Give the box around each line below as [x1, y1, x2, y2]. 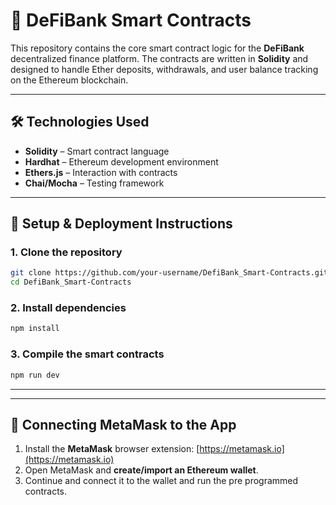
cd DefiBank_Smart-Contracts [10, 277, 132, 288]
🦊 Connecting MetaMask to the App [10, 416, 237, 433]
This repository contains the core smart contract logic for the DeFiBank [10, 42, 305, 54]
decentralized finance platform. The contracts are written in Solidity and [10, 52, 309, 64]
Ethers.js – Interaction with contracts [24, 166, 178, 178]
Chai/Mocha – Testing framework [24, 177, 165, 189]
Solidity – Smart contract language [24, 145, 170, 157]
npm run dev [10, 370, 60, 380]
